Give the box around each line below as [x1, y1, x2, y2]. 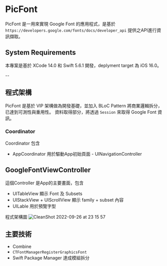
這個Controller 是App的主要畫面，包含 [5, 180, 84, 186]
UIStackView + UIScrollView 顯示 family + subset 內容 [12, 196, 124, 203]
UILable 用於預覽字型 [12, 203, 56, 209]
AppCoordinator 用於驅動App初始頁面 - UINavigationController [12, 151, 142, 157]
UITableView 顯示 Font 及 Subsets [12, 190, 83, 196]
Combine [12, 243, 32, 250]
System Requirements [5, 48, 76, 57]
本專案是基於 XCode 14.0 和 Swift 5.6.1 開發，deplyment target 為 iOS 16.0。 [5, 62, 162, 69]
